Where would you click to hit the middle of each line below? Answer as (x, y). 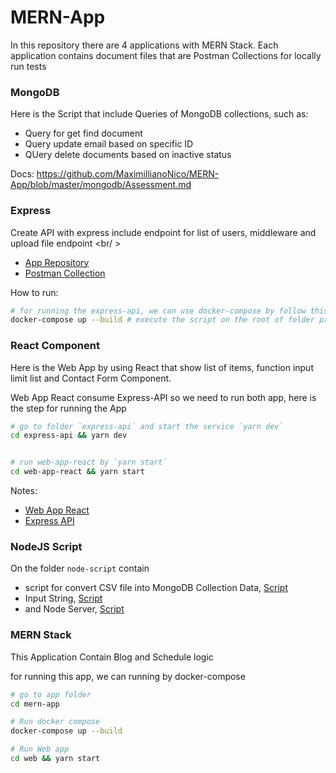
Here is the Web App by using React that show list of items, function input (162, 367)
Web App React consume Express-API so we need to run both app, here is (163, 397)
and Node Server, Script (74, 609)
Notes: (24, 491)
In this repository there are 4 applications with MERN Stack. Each (144, 45)
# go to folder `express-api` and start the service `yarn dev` (147, 426)
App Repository (57, 262)
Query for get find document (83, 133)
